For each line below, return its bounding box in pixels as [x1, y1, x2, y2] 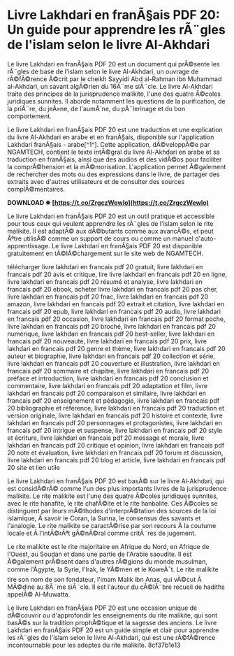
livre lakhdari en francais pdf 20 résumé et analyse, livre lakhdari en [7, 277, 203, 286]
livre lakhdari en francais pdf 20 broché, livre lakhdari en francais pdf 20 [7, 322, 217, 330]
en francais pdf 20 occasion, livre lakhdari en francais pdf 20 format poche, [7, 315, 226, 323]
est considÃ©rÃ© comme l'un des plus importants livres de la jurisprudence [7, 484, 227, 492]
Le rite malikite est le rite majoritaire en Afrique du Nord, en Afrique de [7, 542, 210, 550]
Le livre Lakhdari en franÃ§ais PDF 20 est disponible [51, 241, 203, 250]
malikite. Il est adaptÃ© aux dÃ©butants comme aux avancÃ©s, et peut [7, 227, 214, 235]
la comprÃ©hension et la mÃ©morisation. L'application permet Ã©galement [7, 162, 226, 171]
